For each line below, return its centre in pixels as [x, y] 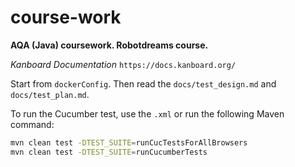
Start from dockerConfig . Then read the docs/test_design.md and [143, 83]
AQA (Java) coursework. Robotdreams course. [109, 45]
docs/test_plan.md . [50, 94]
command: [32, 124]
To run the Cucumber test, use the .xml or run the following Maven [147, 113]
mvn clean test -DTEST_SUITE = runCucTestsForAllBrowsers [129, 142]
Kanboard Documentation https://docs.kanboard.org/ [123, 64]
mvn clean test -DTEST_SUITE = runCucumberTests [109, 152]
